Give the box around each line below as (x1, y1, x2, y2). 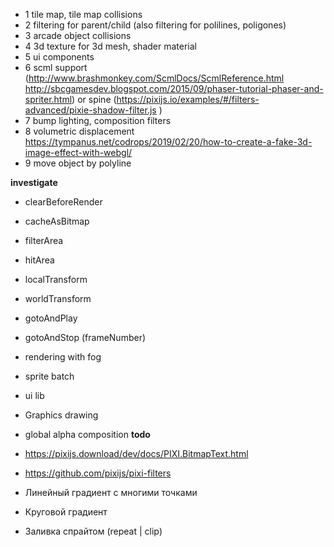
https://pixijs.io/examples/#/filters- (116, 94, 260, 105)
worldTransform (24, 293, 92, 304)
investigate (10, 177, 58, 188)
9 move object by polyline (24, 157, 132, 169)
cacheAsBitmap (24, 215, 90, 227)
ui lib (24, 390, 45, 401)
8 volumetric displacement (24, 125, 135, 137)
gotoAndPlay (24, 312, 78, 324)
